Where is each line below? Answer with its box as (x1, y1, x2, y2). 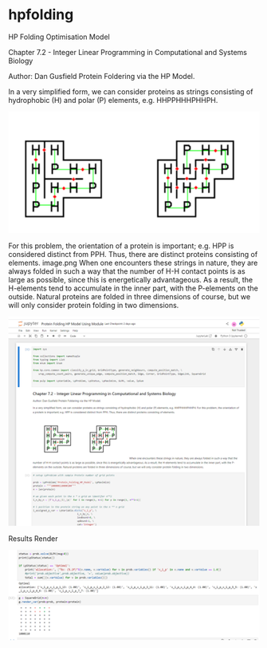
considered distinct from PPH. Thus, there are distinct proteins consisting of (8, 250, 258, 259)
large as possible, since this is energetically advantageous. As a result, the (8, 275, 253, 285)
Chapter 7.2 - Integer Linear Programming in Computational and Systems (8, 47, 247, 57)
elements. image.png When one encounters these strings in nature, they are (8, 258, 258, 268)
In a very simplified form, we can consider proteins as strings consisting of (8, 86, 253, 97)
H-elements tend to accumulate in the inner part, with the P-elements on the (8, 283, 259, 293)
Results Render (8, 533, 58, 543)
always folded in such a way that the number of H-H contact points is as (8, 267, 245, 276)
